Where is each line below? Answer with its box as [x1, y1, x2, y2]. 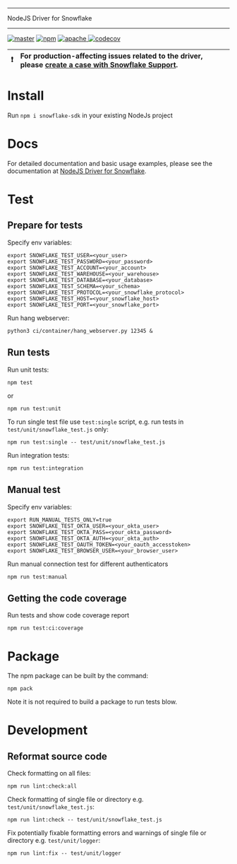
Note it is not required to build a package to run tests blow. [7, 697, 178, 706]
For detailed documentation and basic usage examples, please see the [7, 159, 213, 167]
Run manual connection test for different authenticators [7, 560, 169, 568]
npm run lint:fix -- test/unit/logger [7, 850, 121, 857]
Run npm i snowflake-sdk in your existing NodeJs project [7, 111, 173, 119]
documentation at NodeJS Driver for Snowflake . [7, 167, 147, 175]
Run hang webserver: [7, 314, 70, 322]
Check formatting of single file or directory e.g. [7, 795, 144, 804]
